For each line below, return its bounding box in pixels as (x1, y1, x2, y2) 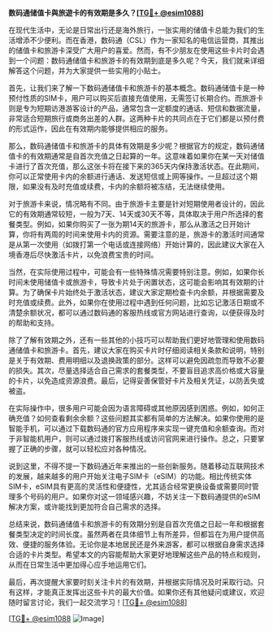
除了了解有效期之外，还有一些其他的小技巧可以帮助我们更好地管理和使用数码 (8, 335, 265, 345)
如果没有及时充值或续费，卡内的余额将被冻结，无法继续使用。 (22, 182, 229, 191)
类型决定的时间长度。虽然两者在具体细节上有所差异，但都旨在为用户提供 (15, 529, 258, 539)
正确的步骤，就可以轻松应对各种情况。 (22, 444, 151, 454)
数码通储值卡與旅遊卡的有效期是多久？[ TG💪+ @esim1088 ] (8, 8, 205, 17)
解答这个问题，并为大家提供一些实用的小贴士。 (8, 66, 165, 76)
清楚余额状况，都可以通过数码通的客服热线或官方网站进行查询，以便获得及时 (8, 308, 265, 317)
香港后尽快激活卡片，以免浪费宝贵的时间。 (15, 250, 158, 259)
